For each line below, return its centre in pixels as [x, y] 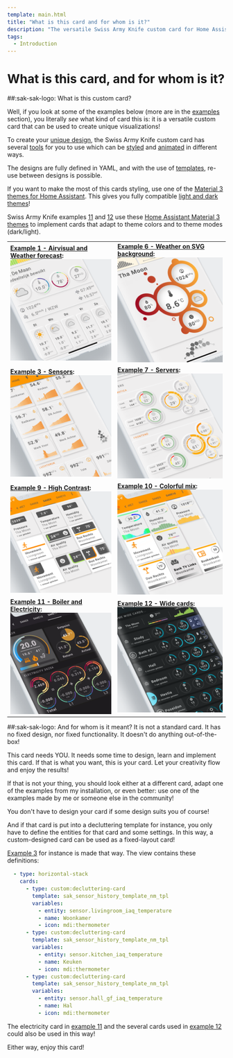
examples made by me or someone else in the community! [91, 798]
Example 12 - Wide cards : [156, 604]
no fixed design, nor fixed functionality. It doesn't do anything [95, 734]
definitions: [23, 860]
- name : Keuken [60, 962]
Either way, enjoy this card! [46, 1047]
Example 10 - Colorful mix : [157, 486]
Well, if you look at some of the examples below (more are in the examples [113, 112]
